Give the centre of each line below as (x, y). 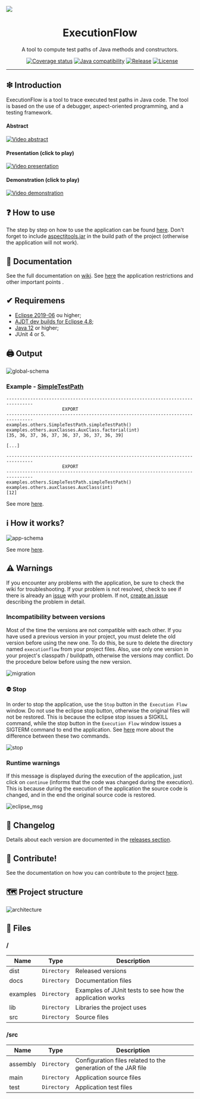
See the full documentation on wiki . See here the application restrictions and (100, 275)
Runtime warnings (33, 763)
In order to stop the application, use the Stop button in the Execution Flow (97, 704)
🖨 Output (24, 354)
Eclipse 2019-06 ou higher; (48, 315)
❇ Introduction (34, 86)
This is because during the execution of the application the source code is (97, 789)
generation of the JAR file (111, 1067)
